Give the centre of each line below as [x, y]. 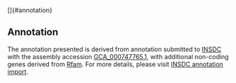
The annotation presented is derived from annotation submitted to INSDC [114, 49]
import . [18, 71]
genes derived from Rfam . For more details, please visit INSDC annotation [116, 64]
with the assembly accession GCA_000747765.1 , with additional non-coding [118, 56]
